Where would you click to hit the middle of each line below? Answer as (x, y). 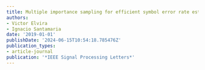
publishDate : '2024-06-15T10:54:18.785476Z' (64, 40)
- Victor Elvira (27, 23)
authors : (17, 18)
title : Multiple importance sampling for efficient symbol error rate (98, 12)
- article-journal (30, 52)
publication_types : (31, 46)
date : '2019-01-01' (31, 35)
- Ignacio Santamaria (34, 29)
